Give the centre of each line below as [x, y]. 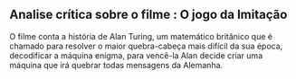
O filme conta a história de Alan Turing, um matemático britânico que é [141, 36]
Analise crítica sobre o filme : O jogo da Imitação [148, 15]
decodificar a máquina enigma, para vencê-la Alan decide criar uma [136, 55]
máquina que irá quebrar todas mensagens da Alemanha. [116, 65]
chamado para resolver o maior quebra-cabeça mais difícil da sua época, [146, 46]
